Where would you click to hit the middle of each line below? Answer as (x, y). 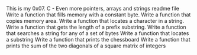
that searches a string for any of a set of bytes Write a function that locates (98, 33)
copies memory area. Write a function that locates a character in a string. (95, 21)
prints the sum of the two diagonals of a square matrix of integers (86, 46)
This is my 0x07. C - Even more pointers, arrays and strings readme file (93, 8)
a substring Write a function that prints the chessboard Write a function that (98, 39)
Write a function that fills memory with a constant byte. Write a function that (98, 15)
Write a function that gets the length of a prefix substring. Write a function (96, 27)
